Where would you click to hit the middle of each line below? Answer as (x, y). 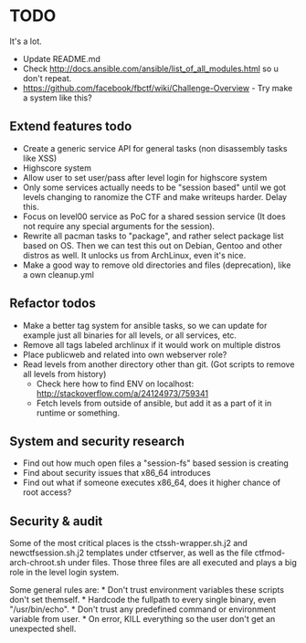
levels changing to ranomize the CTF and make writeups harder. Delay (155, 196)
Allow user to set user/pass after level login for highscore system (145, 177)
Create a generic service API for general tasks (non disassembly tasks (155, 148)
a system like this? (58, 98)
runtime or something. (78, 413)
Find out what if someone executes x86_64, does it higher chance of (152, 483)
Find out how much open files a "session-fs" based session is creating (156, 463)
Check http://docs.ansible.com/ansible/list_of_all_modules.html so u (150, 69)
